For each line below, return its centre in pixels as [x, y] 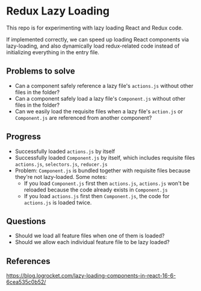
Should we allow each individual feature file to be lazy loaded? [92, 242]
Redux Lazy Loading [58, 11]
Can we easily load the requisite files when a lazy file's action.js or [99, 111]
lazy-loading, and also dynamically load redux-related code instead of [93, 46]
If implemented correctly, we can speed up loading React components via [98, 39]
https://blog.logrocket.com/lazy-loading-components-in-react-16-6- [91, 276]
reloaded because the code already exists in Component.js [96, 189]
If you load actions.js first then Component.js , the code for [97, 196]
